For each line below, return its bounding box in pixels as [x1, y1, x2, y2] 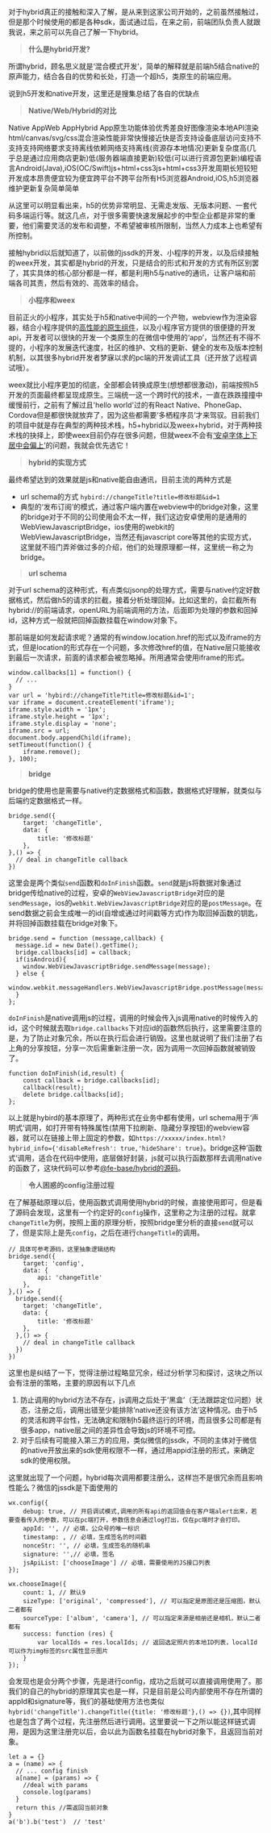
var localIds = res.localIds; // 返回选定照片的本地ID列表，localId [37, 1639, 258, 1647]
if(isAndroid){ [15, 956, 67, 964]
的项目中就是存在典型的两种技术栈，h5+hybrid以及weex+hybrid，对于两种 [8, 420, 256, 430]
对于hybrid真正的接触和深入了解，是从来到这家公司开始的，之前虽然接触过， [8, 7, 263, 16]
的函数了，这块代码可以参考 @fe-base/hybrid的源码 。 [8, 1164, 186, 1173]
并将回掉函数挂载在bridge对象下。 [8, 919, 123, 927]
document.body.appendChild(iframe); [8, 734, 131, 742]
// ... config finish [15, 1767, 89, 1775]
